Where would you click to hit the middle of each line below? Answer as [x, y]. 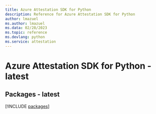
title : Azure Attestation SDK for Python [48, 10]
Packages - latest [32, 95]
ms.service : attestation [31, 42]
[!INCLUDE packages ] [27, 106]
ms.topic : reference [26, 32]
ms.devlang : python [25, 37]
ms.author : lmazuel [25, 23]
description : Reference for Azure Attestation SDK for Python [70, 14]
